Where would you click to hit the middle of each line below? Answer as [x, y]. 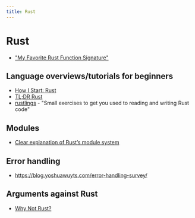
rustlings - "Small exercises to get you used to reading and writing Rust [102, 103]
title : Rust [21, 12]
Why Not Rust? [33, 208]
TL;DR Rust [29, 97]
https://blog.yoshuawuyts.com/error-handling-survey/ [81, 175]
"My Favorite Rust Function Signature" [62, 58]
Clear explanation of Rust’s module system [67, 143]
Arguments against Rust [52, 194]
